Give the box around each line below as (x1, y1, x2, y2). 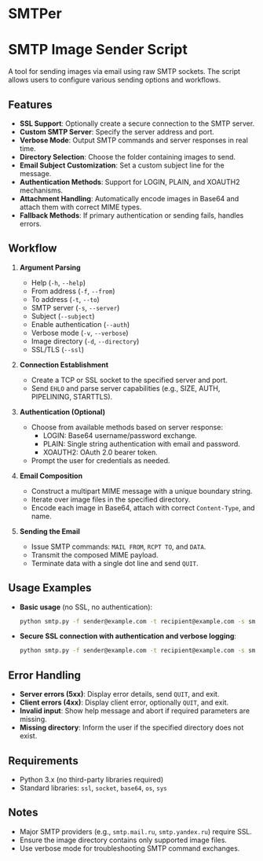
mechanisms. (19, 186, 64, 195)
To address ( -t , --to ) (31, 294, 100, 304)
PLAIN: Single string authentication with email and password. (42, 439, 241, 448)
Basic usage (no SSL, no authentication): (19, 602, 153, 612)
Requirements (8, 754, 79, 767)
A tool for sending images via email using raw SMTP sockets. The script (8, 67, 241, 76)
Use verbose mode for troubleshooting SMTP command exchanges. (19, 843, 240, 853)
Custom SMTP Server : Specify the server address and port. (19, 127, 214, 136)
